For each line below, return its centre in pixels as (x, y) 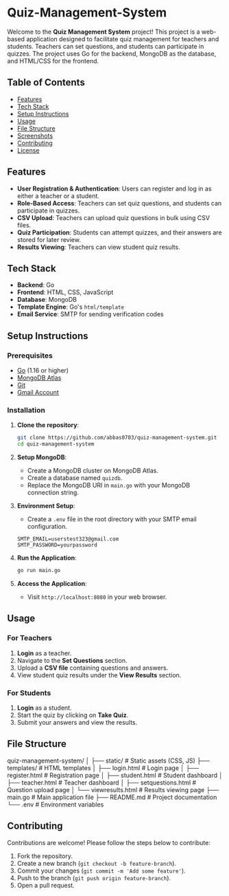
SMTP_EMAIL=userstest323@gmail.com (68, 539)
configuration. (47, 527)
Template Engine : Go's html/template (71, 307)
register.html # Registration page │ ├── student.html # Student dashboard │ (115, 775)
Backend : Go (36, 285)
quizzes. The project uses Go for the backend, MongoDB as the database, (112, 54)
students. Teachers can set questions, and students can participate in (106, 46)
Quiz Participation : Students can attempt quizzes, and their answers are (119, 232)
